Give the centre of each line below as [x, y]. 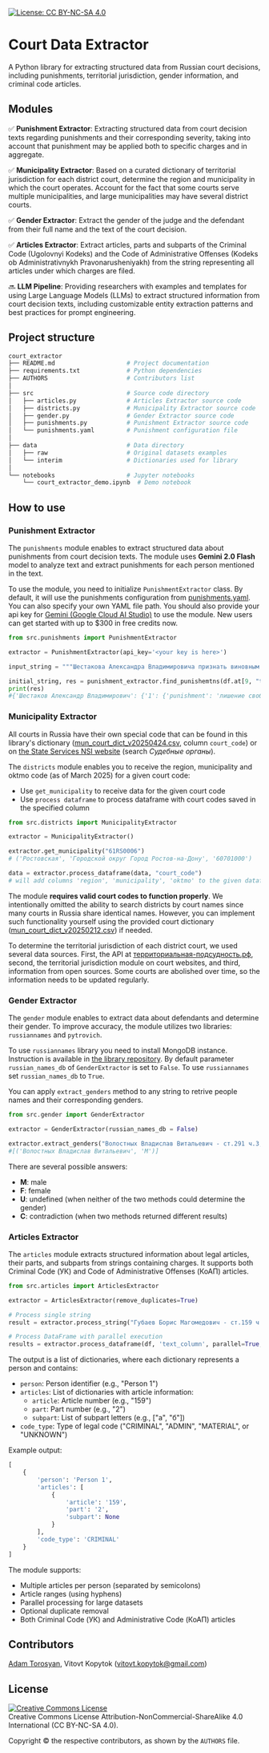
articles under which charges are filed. [72, 271]
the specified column [55, 808]
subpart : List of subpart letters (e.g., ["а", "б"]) [108, 1418]
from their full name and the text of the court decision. [98, 229]
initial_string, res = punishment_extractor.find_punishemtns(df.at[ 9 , [130, 681]
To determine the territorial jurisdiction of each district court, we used [123, 945]
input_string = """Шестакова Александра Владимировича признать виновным [134, 666]
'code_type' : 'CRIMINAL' [78, 1539]
